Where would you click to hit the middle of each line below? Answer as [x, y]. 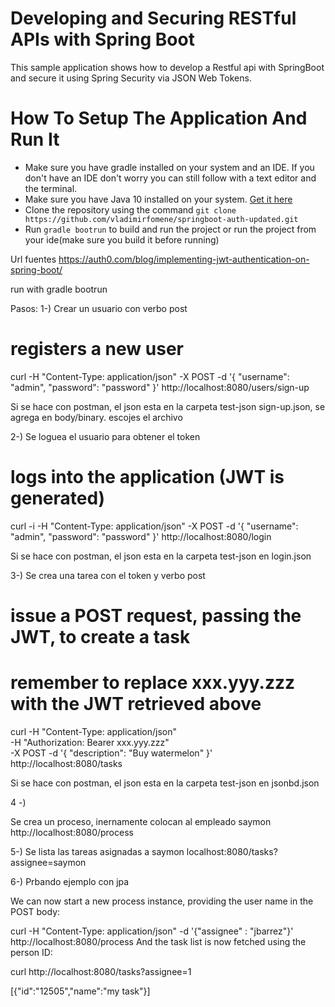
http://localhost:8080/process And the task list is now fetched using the [158, 941]
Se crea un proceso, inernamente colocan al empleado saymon [141, 821]
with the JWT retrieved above [136, 704]
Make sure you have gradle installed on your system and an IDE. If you [169, 167]
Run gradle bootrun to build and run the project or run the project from [170, 229]
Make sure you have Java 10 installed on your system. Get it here [158, 199]
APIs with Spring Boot [102, 39]
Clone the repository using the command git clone [130, 209]
